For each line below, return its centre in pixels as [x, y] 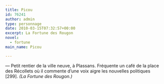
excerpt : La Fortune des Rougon [39, 33]
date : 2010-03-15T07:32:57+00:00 [40, 28]
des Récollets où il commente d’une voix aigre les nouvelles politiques [78, 71]
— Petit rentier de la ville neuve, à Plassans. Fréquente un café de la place [82, 65]
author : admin [20, 19]
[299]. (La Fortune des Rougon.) [39, 76]
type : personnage [23, 24]
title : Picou [19, 10]
